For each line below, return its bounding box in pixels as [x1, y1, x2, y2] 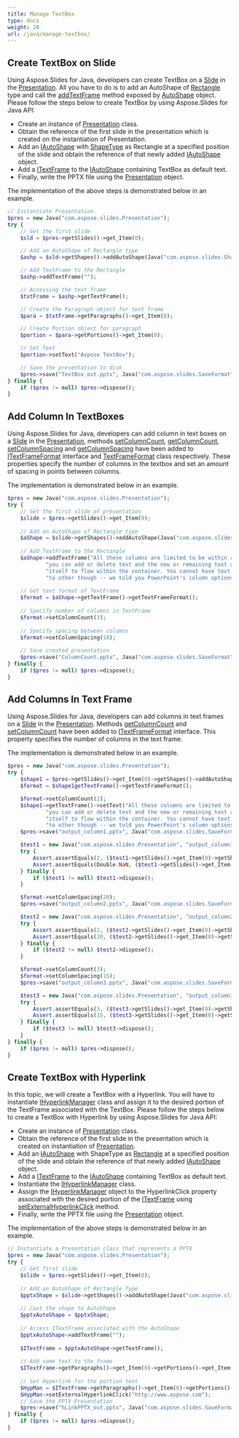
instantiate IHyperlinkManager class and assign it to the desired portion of [7, 1098, 224, 1107]
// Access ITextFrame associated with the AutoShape [20, 1325, 180, 1332]
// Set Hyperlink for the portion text [20, 1377, 139, 1385]
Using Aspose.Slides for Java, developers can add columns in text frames [7, 712, 224, 720]
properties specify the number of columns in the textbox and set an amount [7, 460, 229, 468]
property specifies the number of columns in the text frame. [7, 735, 183, 743]
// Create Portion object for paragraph [20, 325, 142, 332]
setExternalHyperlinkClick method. [17, 1202, 120, 1211]
